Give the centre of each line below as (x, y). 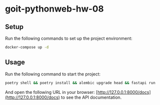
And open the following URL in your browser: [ (51, 92)
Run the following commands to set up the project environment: (69, 38)
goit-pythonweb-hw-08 (54, 9)
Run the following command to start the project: (53, 74)
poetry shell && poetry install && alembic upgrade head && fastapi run (80, 83)
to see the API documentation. (91, 97)
